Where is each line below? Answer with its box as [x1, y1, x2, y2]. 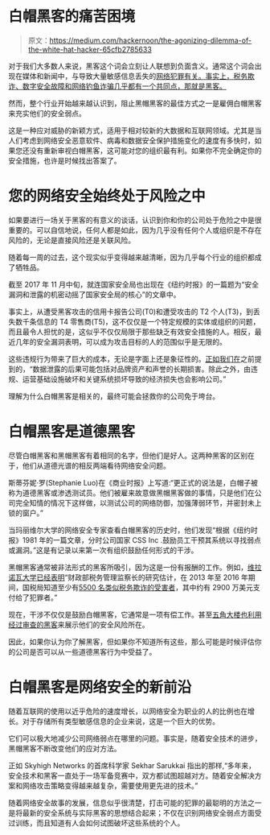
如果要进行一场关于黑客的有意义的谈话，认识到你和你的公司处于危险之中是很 [8, 215, 262, 225]
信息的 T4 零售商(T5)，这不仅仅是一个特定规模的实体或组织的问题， [35, 316, 260, 326]
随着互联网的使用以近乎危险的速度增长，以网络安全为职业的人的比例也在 [8, 706, 247, 716]
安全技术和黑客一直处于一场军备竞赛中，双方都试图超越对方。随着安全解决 [8, 771, 255, 780]
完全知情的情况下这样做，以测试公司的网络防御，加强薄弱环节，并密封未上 [14, 498, 262, 507]
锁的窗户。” [8, 508, 44, 518]
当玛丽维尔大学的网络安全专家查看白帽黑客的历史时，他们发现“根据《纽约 [8, 525, 252, 535]
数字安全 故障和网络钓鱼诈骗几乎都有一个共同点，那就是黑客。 [22, 81, 227, 91]
